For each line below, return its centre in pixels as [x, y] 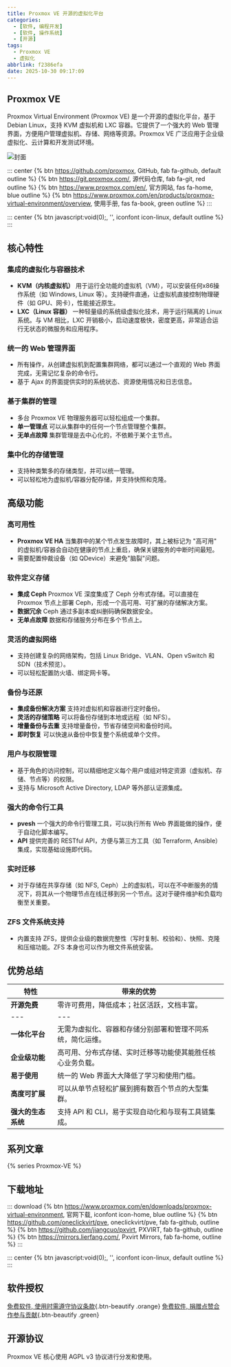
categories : [24, 20]
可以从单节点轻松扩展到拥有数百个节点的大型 [130, 1089]
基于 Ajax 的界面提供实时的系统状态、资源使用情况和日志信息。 [106, 382]
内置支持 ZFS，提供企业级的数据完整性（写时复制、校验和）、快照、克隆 [118, 938]
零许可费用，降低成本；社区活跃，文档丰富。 [130, 1005]
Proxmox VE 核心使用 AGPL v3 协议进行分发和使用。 [81, 1356]
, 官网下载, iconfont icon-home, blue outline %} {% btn [140, 1215]
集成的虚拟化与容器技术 [46, 269]
